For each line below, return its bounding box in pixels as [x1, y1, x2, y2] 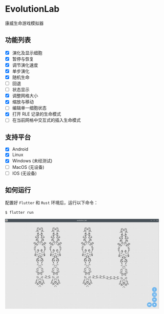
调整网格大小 [12, 93, 38, 99]
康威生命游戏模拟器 [5, 20, 44, 26]
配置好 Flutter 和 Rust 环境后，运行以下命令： [5, 200, 99, 206]
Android [12, 146, 28, 152]
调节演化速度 [12, 62, 38, 68]
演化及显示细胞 [12, 50, 42, 56]
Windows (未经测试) [12, 158, 53, 164]
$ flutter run [5, 210, 34, 215]
